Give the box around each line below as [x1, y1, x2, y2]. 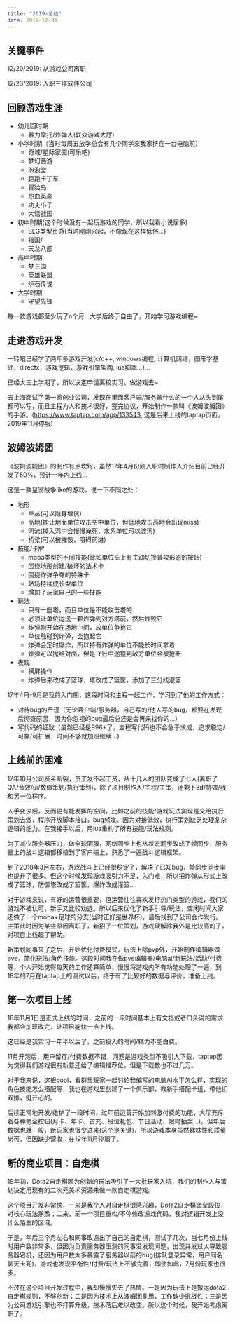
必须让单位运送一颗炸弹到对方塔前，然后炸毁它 [27, 614, 163, 623]
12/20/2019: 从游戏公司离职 [7, 65, 86, 73]
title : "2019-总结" [7, 10, 62, 18]
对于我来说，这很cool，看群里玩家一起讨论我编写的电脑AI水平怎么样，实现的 [7, 1076, 228, 1084]
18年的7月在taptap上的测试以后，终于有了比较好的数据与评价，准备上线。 [7, 971, 220, 980]
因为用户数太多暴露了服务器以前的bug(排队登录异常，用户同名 [43, 1251, 223, 1259]
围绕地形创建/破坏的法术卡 [27, 562, 104, 570]
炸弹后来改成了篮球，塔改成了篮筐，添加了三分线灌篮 [27, 675, 182, 684]
